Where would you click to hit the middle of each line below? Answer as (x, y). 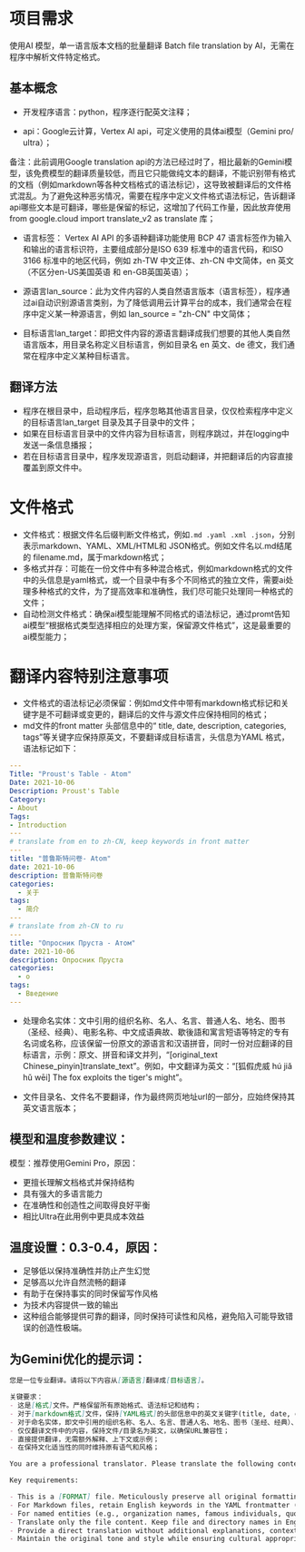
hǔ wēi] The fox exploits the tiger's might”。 (105, 1077)
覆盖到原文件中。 (54, 467)
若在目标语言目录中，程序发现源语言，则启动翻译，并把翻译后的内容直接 (157, 456)
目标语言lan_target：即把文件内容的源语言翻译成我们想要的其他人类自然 (156, 333)
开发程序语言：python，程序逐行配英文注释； (107, 112)
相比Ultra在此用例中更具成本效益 (84, 1216)
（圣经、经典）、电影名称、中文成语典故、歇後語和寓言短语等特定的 (148, 1032)
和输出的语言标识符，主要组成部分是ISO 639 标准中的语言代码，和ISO (153, 249)
